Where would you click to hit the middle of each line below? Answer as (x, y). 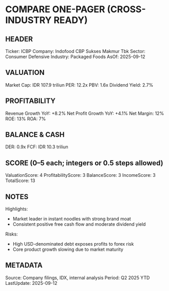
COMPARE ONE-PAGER (55, 9)
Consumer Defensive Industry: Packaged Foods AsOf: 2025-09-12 (75, 57)
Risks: (11, 234)
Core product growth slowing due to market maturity (68, 249)
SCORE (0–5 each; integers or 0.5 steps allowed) (84, 163)
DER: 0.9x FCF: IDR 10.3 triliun (37, 147)
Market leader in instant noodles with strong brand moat (72, 219)
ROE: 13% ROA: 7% (26, 119)
